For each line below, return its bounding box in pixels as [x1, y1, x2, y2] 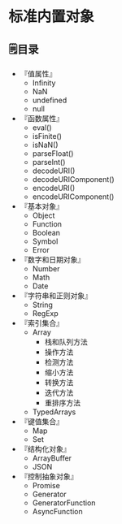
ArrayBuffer [32, 453, 72, 463]
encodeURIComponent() [32, 192, 115, 201]
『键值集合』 [20, 417, 63, 427]
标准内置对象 [8, 7, 95, 26]
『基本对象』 [20, 201, 63, 211]
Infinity [32, 78, 56, 88]
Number [32, 264, 60, 273]
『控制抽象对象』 [20, 472, 78, 481]
